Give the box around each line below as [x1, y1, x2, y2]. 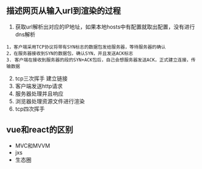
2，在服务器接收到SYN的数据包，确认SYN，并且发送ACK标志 [6, 50, 134, 57]
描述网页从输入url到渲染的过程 [6, 5, 121, 16]
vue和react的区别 [6, 125, 74, 135]
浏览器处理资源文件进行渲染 [15, 97, 85, 105]
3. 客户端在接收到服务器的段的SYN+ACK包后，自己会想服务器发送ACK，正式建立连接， [6, 57, 192, 63]
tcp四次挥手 [15, 105, 45, 112]
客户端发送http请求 [15, 82, 63, 89]
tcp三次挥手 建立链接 [15, 75, 68, 82]
